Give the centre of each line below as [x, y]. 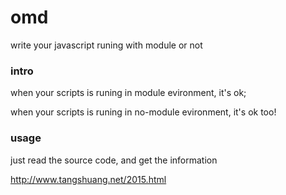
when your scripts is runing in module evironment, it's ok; [128, 93]
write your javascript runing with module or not [106, 45]
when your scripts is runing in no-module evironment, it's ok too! [143, 112]
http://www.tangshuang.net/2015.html [88, 179]
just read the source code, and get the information [114, 160]
